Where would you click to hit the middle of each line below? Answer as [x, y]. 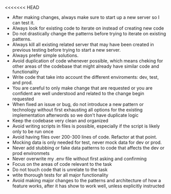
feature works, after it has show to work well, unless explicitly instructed [88, 186]
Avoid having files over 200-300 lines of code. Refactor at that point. [84, 137]
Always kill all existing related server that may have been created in [83, 45]
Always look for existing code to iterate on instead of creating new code [88, 28]
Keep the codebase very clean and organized [60, 121]
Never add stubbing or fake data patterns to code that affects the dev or [88, 148]
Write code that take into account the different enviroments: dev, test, [85, 77]
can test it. [23, 23]
